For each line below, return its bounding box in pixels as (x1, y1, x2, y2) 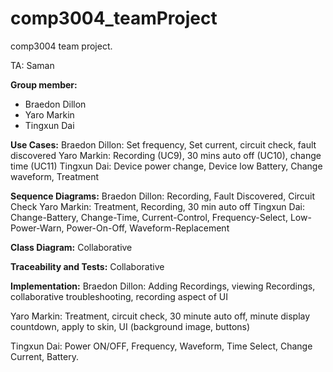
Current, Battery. (10, 350, 79, 362)
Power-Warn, (10, 222, 65, 234)
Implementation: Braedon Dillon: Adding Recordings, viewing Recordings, (10, 280, 316, 292)
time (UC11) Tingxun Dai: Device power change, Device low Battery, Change (10, 160, 323, 172)
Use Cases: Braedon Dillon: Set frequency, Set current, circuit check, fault (10, 138, 317, 151)
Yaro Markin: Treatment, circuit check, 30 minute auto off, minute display (10, 310, 311, 322)
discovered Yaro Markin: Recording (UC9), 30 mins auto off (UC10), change (10, 149, 322, 161)
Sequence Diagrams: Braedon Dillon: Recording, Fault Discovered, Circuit (10, 190, 316, 202)
